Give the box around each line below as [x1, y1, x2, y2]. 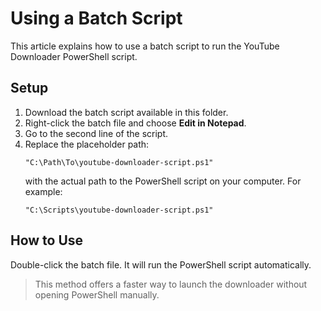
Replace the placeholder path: [24, 138, 150, 150]
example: [24, 185, 63, 197]
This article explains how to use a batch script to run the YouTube [10, 40, 280, 52]
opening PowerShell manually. [34, 288, 160, 301]
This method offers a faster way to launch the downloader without [34, 278, 308, 290]
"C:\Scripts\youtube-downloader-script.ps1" [24, 205, 214, 215]
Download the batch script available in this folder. [24, 106, 229, 118]
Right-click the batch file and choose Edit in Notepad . [24, 117, 247, 129]
